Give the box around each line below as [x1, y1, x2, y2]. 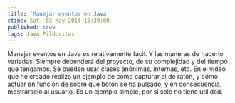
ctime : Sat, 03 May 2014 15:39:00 [7, 17, 110, 24]
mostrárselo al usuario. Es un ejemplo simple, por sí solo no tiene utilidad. [7, 87, 223, 96]
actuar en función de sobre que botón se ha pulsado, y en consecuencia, [7, 80, 222, 89]
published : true [7, 23, 56, 31]
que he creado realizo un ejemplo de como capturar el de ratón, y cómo [7, 72, 219, 81]
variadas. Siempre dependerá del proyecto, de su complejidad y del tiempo [7, 58, 228, 66]
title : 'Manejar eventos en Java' [7, 10, 110, 18]
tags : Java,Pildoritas [7, 30, 75, 38]
